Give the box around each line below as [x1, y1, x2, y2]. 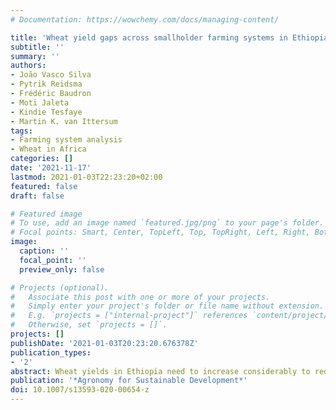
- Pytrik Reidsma [10, 79, 83, 90]
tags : [10, 126, 33, 136]
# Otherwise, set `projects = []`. [10, 320, 168, 330]
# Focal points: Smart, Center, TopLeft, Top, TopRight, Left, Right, [10, 227, 311, 238]
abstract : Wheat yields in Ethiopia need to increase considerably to [10, 366, 311, 376]
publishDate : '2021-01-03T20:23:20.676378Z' [10, 338, 199, 348]
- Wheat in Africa [10, 144, 87, 155]
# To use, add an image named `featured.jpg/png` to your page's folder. [10, 218, 325, 228]
